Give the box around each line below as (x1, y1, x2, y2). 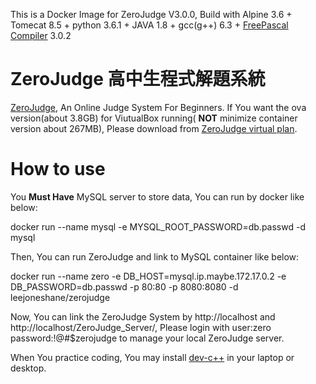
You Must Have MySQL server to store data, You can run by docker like (10, 190, 305, 203)
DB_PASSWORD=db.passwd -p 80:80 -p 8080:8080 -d (10, 280, 239, 293)
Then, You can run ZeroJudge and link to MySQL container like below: (10, 250, 300, 263)
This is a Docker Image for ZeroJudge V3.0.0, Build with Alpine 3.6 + (10, 9, 293, 20)
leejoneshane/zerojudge (10, 291, 111, 303)
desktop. (10, 362, 47, 374)
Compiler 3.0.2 (10, 30, 72, 41)
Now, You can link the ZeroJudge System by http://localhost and (10, 310, 276, 323)
